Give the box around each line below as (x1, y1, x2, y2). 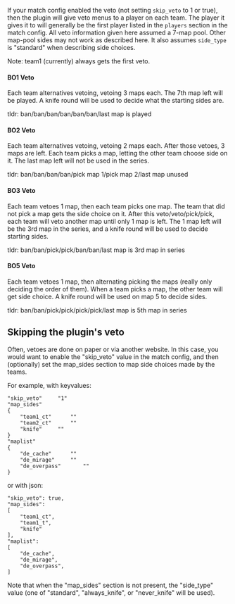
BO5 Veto (7, 262, 36, 270)
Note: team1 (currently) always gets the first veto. (7, 57, 151, 65)
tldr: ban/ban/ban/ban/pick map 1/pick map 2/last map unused (7, 170, 189, 179)
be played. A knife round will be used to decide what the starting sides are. (7, 96, 224, 105)
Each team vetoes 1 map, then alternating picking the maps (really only (7, 277, 212, 286)
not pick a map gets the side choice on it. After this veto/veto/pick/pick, (7, 209, 215, 218)
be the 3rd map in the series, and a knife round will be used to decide (7, 225, 209, 233)
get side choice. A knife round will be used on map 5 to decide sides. (7, 292, 208, 301)
